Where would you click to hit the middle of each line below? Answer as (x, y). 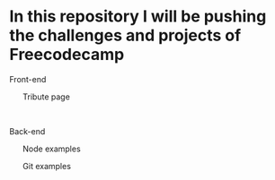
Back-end (27, 131)
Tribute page (46, 97)
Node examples (51, 149)
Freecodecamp (67, 55)
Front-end (28, 79)
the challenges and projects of (125, 35)
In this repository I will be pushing (138, 17)
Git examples (47, 166)
